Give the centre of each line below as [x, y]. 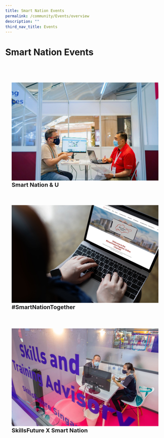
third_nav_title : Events [31, 27]
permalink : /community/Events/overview [47, 16]
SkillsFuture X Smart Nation [50, 430]
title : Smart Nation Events [35, 11]
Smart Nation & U [35, 185]
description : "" [22, 21]
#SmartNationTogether [44, 307]
